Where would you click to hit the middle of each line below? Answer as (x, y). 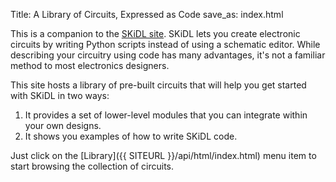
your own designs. (63, 125)
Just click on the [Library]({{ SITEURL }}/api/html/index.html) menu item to (163, 155)
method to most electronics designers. (90, 65)
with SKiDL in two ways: (60, 95)
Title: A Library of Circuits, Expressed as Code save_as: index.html (147, 14)
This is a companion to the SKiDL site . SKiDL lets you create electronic (155, 33)
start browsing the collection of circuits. (92, 166)
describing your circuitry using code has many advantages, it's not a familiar (168, 55)
